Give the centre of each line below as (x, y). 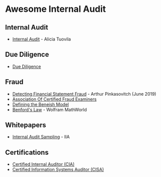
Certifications (27, 152)
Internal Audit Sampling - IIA (41, 137)
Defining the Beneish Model (40, 104)
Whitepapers (26, 125)
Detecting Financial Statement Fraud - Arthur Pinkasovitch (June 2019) (84, 94)
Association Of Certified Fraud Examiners (54, 99)
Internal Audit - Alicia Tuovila (41, 39)
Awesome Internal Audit (56, 9)
